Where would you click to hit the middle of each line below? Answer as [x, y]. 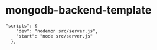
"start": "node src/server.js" [55, 36]
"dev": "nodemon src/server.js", [57, 31]
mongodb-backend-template [78, 10]
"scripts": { [22, 26]
